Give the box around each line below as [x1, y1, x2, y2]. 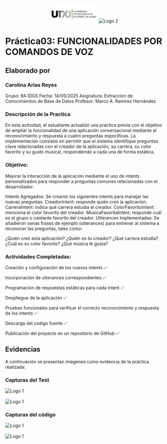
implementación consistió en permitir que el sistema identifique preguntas [5, 138, 158, 144]
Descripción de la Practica [5, 110, 71, 117]
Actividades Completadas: [5, 253, 72, 260]
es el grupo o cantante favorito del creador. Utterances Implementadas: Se [5, 214, 159, 220]
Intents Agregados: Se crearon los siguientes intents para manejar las [5, 193, 149, 199]
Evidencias [5, 345, 41, 354]
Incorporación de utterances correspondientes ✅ [5, 274, 107, 280]
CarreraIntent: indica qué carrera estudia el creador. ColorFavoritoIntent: [5, 204, 155, 210]
